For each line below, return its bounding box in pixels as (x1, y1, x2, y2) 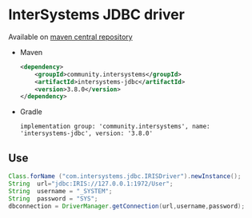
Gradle (19, 107, 42, 117)
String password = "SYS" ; (8, 194, 98, 203)
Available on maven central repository (8, 32, 134, 42)
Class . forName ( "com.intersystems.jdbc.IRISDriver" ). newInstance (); (8, 172, 242, 180)
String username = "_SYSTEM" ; (8, 187, 113, 195)
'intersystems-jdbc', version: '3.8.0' (19, 129, 154, 137)
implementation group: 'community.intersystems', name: (19, 122, 210, 131)
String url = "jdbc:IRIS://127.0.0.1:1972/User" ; (8, 180, 174, 188)
